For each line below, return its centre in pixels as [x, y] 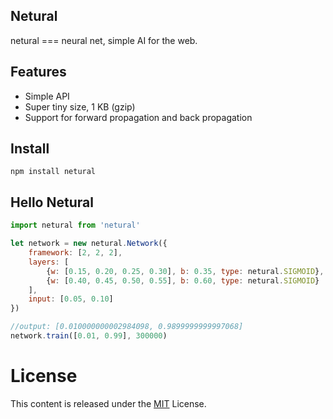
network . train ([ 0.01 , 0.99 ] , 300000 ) [89, 336]
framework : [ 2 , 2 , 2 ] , [75, 253]
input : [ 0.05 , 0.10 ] [71, 299]
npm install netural [53, 172]
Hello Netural [52, 202]
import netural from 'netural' [75, 225]
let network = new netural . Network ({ [89, 244]
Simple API [47, 96]
